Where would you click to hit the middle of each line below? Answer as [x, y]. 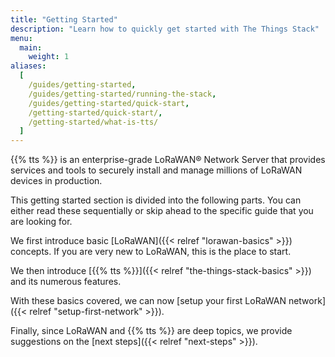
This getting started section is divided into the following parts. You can [156, 200]
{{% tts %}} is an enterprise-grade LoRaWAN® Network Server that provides [168, 160]
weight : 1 [49, 57]
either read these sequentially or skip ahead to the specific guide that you [162, 211]
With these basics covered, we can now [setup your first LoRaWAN [148, 301]
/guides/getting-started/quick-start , [109, 103]
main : [31, 47]
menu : [21, 38]
